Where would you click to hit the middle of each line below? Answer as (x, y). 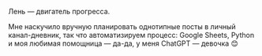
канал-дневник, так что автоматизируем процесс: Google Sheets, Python (131, 35)
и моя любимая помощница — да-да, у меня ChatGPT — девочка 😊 (124, 43)
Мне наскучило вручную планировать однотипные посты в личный (122, 26)
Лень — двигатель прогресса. (59, 11)
